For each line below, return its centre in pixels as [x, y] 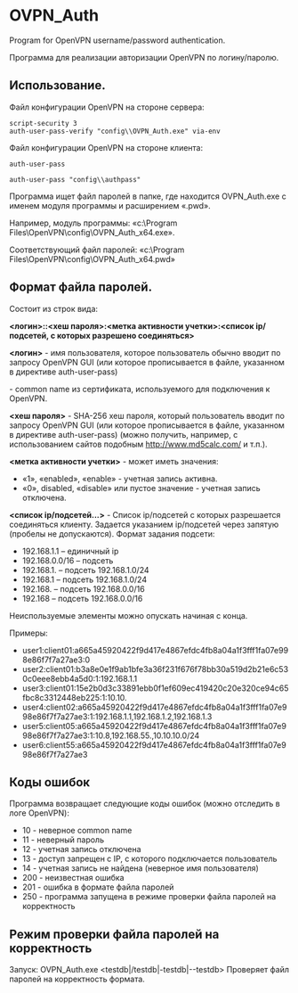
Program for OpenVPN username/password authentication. [117, 40]
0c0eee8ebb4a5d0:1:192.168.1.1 [80, 678]
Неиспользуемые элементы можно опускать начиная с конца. [129, 615]
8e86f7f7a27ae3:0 [56, 660]
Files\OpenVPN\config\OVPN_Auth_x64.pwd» [93, 259]
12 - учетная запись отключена [81, 849]
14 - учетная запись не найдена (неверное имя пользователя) [141, 868]
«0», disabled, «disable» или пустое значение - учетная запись [141, 488]
